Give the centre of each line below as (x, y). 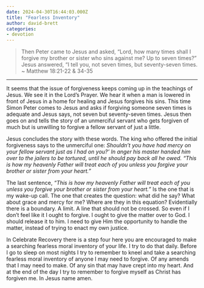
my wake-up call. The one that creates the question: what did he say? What (101, 196)
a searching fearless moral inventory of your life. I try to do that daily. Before (102, 246)
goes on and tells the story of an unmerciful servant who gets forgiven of (98, 121)
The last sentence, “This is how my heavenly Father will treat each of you (98, 183)
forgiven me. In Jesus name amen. (49, 278)
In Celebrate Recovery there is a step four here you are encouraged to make (101, 239)
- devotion (20, 35)
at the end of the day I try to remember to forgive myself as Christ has (93, 272)
